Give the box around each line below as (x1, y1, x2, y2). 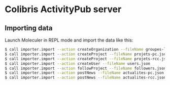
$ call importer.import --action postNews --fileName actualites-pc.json (5, 70, 164, 75)
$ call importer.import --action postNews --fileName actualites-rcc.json (5, 75, 166, 80)
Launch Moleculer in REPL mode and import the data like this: (5, 37, 133, 43)
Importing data (5, 24, 53, 32)
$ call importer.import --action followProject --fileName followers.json (5, 66, 166, 71)
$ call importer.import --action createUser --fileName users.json (5, 61, 151, 66)
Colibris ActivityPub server (5, 4, 122, 15)
